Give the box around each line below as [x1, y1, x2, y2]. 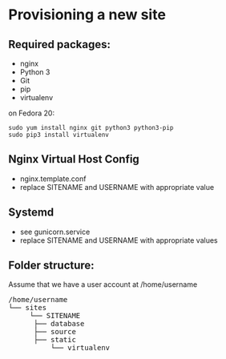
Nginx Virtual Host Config [8, 152, 140, 166]
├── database [33, 319, 85, 329]
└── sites [8, 303, 46, 313]
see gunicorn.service [19, 227, 91, 236]
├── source [33, 327, 76, 337]
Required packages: [8, 38, 111, 51]
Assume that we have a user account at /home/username [8, 280, 198, 289]
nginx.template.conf [19, 174, 87, 184]
